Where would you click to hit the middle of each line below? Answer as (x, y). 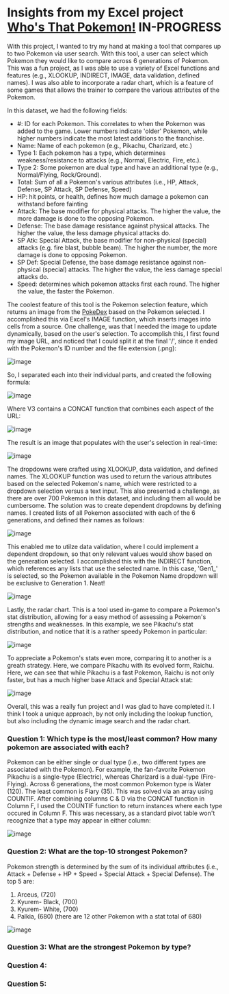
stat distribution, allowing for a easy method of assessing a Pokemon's (107, 617)
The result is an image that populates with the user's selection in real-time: (112, 442)
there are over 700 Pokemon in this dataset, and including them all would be (114, 498)
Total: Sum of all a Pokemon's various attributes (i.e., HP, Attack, (108, 182)
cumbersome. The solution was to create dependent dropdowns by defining (114, 505)
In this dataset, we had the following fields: (67, 110)
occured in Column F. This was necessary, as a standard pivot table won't (111, 813)
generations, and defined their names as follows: (76, 520)
